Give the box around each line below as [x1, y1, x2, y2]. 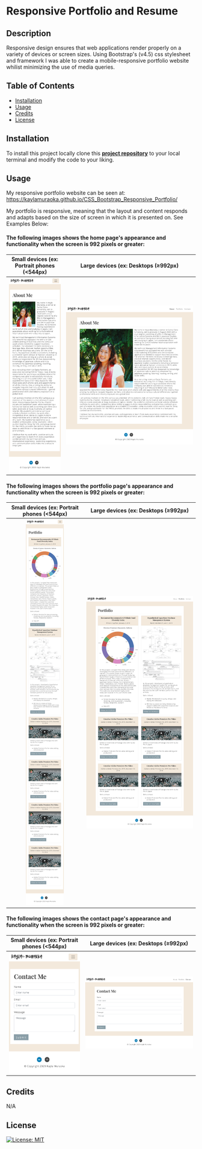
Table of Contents [6, 81, 75, 91]
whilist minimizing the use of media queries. [6, 63, 115, 71]
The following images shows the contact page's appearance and [6, 915, 171, 922]
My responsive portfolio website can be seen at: [6, 189, 126, 197]
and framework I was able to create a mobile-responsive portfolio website [6, 57, 189, 64]
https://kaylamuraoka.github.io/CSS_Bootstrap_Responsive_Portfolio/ [6, 196, 178, 203]
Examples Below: [6, 220, 49, 227]
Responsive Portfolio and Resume [6, 4, 179, 18]
